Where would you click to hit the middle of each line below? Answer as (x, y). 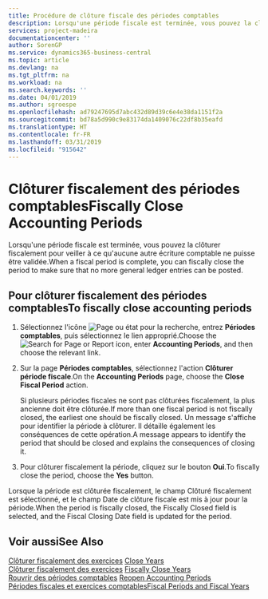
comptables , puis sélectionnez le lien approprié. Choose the (118, 335)
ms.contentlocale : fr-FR (49, 134)
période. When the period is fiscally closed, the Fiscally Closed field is (122, 508)
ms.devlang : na (33, 68)
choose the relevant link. (60, 353)
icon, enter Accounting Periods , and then (184, 344)
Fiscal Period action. (54, 385)
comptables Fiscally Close (96, 206)
